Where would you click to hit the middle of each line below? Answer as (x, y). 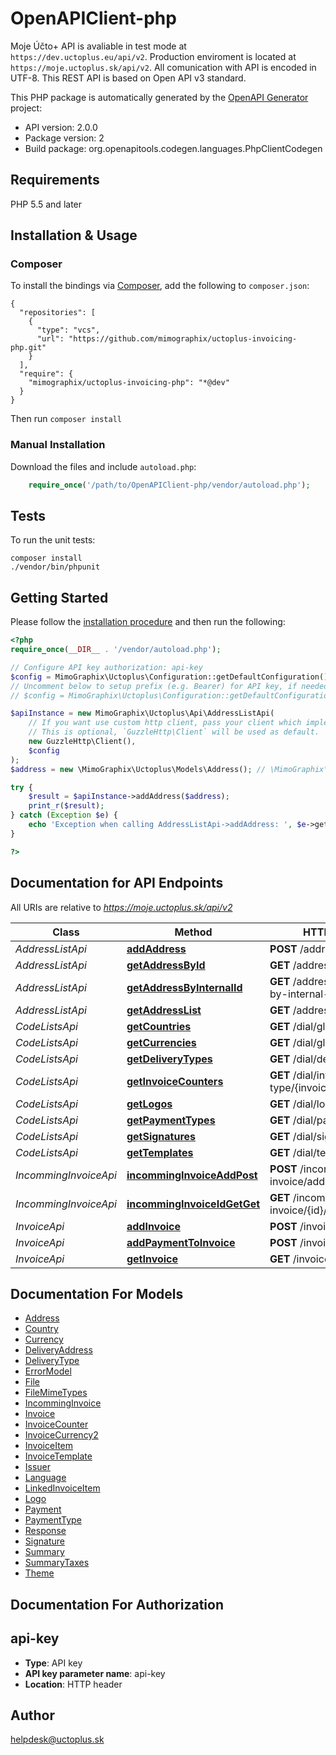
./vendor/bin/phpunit (55, 567)
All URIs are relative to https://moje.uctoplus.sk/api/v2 (121, 907)
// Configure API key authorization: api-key (106, 667)
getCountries (159, 1026)
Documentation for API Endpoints (117, 883)
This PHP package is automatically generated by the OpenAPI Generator (159, 97)
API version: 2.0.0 (61, 127)
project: (26, 108)
